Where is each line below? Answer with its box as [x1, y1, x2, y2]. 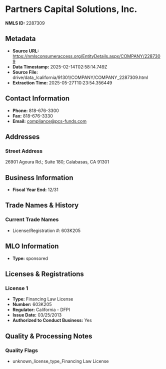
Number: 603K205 [12, 301, 52, 307]
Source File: [12, 69, 38, 75]
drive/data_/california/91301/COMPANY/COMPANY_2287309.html [12, 74, 148, 80]
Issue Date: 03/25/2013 [12, 312, 62, 318]
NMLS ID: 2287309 [5, 20, 45, 26]
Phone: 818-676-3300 [12, 107, 59, 113]
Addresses [5, 132, 40, 141]
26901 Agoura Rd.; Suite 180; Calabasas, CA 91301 [5, 159, 109, 165]
